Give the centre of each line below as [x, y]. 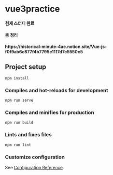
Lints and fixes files [28, 135]
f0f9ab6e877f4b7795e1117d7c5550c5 [44, 51]
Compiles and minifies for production [49, 112]
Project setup [26, 67]
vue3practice [33, 9]
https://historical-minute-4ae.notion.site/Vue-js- [56, 47]
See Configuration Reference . [35, 167]
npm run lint [18, 145]
